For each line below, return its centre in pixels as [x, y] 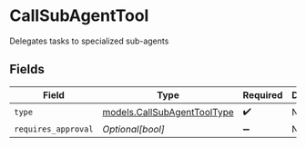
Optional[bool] [134, 129]
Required [263, 94]
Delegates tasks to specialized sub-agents [89, 41]
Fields [27, 69]
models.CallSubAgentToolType [168, 113]
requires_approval [54, 129]
